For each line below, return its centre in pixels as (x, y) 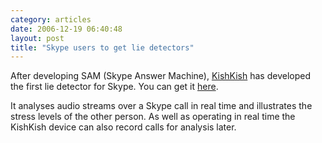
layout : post (37, 38)
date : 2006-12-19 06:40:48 (66, 29)
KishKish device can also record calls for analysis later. (123, 127)
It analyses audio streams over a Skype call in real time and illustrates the (161, 106)
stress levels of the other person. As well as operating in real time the (153, 117)
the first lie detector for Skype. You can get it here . (114, 87)
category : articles (51, 19)
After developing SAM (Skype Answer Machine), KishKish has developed (160, 76)
